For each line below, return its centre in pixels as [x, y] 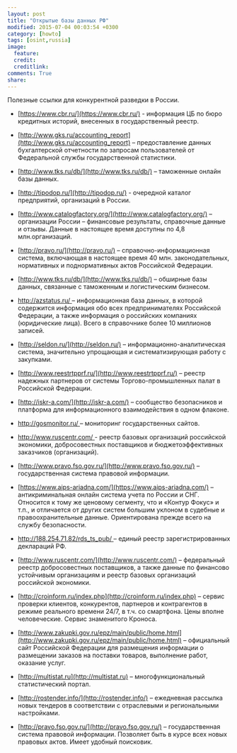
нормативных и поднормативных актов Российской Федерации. [115, 265]
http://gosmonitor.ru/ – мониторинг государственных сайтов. [109, 424]
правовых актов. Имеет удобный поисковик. [85, 742]
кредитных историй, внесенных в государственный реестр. [108, 121]
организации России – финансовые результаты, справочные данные [122, 221]
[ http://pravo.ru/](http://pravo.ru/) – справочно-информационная [114, 251]
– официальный [206, 640]
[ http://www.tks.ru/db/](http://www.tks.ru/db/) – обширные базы [112, 279]
